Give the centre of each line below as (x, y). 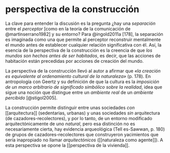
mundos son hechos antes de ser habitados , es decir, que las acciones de (83, 55)
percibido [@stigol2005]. (31, 98)
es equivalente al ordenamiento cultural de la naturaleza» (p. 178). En (78, 76)
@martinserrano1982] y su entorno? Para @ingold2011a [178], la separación (84, 34)
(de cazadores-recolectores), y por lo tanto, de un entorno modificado (79, 118)
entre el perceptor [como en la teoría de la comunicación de (68, 28)
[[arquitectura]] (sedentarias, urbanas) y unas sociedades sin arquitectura (83, 113)
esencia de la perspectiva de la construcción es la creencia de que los (79, 50)
